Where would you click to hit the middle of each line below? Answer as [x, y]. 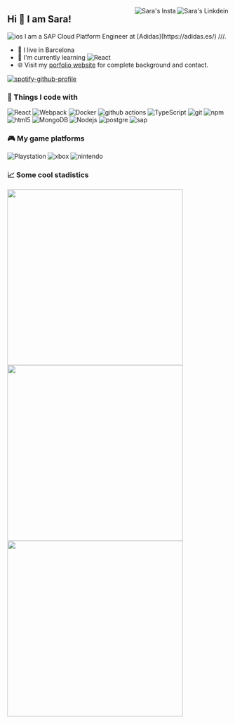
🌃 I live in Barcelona [46, 50]
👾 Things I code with [43, 97]
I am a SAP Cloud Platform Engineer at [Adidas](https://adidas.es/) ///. [125, 36]
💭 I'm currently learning [51, 57]
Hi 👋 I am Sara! [39, 19]
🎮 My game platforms [46, 138]
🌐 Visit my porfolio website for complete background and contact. [113, 65]
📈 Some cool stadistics [48, 175]
